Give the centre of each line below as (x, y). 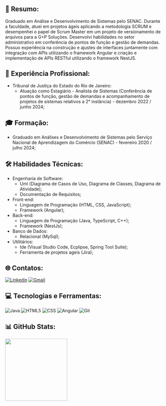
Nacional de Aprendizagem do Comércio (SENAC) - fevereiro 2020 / (82, 142)
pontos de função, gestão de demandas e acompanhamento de (85, 96)
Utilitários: (23, 242)
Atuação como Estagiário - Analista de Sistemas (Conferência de (86, 91)
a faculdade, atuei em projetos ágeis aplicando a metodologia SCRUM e (79, 26)
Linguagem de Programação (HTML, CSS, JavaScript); (75, 205)
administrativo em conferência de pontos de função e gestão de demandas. (83, 42)
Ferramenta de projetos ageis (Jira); (56, 252)
